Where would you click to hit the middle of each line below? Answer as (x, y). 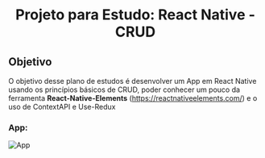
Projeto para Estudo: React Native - (135, 15)
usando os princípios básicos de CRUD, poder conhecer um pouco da (124, 89)
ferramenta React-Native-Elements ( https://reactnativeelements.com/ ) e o (133, 98)
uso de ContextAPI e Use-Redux (62, 107)
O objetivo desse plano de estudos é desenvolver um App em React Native (132, 81)
